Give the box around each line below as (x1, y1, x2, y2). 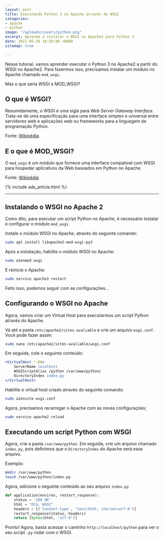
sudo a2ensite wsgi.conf (5, 396, 56, 401)
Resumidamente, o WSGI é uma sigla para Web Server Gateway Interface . (5, 108, 154, 114)
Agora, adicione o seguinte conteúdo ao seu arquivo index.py (5, 483, 129, 489)
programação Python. (5, 123, 49, 129)
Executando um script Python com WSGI (5, 428, 131, 436)
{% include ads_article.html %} (5, 184, 67, 190)
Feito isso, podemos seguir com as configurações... (5, 285, 109, 291)
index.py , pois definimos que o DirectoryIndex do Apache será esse (5, 446, 143, 452)
